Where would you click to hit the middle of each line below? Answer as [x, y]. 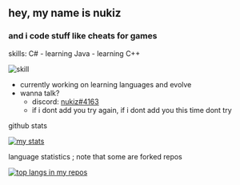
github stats [28, 125]
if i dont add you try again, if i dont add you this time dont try [132, 110]
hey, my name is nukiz [65, 13]
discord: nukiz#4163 [65, 101]
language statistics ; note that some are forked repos [95, 156]
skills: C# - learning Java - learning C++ [74, 53]
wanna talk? [40, 93]
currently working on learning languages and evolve [106, 84]
